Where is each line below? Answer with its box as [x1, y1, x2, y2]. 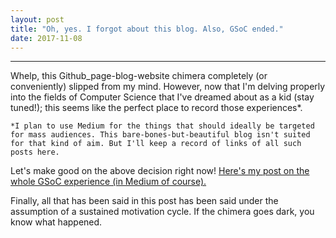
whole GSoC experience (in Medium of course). [10, 176, 207, 188]
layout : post [10, 14, 65, 25]
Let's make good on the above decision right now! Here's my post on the [10, 165, 310, 177]
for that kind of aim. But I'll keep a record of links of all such [10, 139, 302, 149]
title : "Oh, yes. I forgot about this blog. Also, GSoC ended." [10, 24, 284, 34]
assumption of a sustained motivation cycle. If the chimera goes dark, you [10, 206, 315, 218]
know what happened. [10, 216, 103, 228]
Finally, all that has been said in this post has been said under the [10, 195, 279, 207]
